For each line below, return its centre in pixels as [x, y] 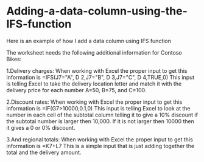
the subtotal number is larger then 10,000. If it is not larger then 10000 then [100, 121]
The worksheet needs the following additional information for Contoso [94, 52]
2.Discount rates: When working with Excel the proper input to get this [94, 102]
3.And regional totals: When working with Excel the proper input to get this [100, 139]
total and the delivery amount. [44, 152]
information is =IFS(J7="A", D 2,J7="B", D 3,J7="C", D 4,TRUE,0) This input [100, 77]
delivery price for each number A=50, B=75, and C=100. [76, 90]
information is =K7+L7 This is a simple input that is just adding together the [100, 146]
